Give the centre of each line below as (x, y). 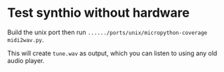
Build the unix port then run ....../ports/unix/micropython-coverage (107, 32)
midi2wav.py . (26, 39)
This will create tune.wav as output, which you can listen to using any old (112, 53)
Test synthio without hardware (98, 13)
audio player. (26, 60)
